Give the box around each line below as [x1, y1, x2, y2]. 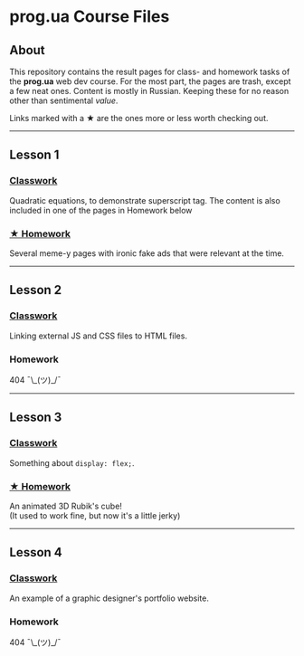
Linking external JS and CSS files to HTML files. [9, 330, 188, 341]
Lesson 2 [9, 282, 62, 298]
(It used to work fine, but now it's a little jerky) [9, 509, 181, 521]
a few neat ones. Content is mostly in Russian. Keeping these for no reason [9, 86, 290, 96]
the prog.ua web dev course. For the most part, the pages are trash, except [9, 76, 291, 87]
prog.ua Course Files [9, 6, 170, 27]
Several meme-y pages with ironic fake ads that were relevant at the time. [9, 247, 285, 259]
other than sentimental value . [9, 95, 119, 106]
